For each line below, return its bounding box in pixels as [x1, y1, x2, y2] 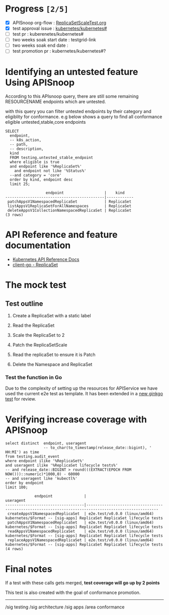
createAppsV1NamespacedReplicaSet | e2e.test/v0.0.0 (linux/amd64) [7, 511, 154, 516]
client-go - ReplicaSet [12, 262, 58, 268]
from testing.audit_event [5, 454, 59, 459]
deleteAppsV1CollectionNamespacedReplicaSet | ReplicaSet [7, 208, 132, 213]
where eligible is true [10, 159, 59, 165]
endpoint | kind [45, 191, 125, 196]
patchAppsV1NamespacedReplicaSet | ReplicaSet [7, 199, 132, 204]
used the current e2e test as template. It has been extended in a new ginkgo [5, 391, 163, 397]
